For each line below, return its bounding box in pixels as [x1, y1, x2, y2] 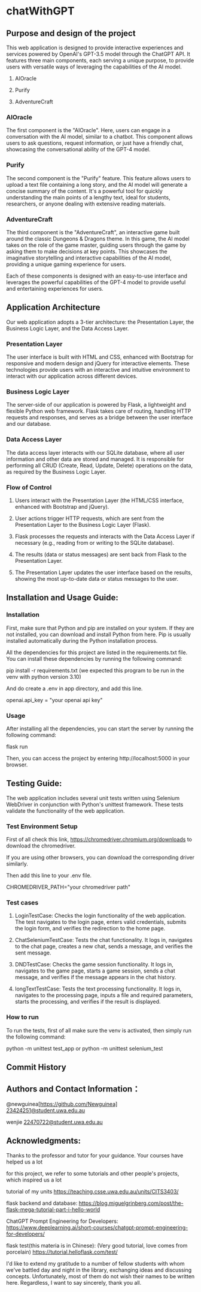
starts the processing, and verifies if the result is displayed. [14, 998, 161, 1005]
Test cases [6, 898, 39, 906]
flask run [6, 743, 28, 750]
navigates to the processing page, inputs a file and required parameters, [14, 992, 193, 999]
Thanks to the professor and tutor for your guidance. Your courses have [6, 1151, 184, 1159]
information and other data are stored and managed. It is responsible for [6, 455, 184, 463]
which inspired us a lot [6, 1176, 62, 1183]
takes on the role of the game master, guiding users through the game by [6, 241, 187, 249]
